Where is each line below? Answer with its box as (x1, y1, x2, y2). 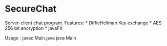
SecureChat (5, 3, 57, 15)
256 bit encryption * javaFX (5, 25, 63, 31)
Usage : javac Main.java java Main (5, 35, 76, 41)
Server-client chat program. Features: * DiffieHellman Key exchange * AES (5, 20, 162, 26)
